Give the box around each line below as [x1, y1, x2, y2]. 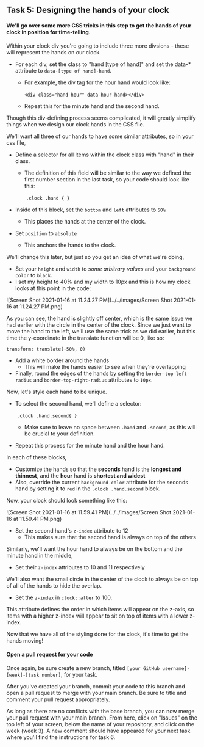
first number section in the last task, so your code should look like [24, 175, 190, 183]
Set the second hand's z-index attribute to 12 [15, 527, 128, 534]
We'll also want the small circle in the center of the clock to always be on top [6, 575, 199, 583]
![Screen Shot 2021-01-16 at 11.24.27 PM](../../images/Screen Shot [6, 296, 172, 304]
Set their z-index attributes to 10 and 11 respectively [15, 563, 145, 570]
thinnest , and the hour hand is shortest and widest [15, 472, 146, 479]
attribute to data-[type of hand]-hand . [15, 67, 111, 74]
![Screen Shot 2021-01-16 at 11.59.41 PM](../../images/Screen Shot [6, 508, 172, 516]
